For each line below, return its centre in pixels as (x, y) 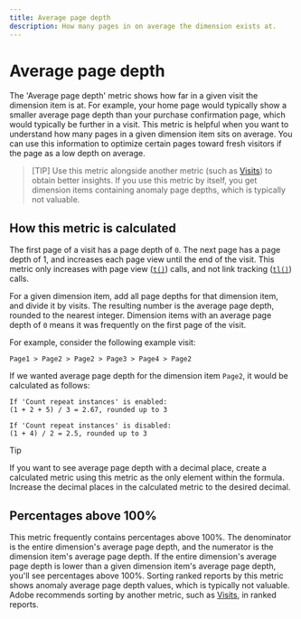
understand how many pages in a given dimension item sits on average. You (151, 134)
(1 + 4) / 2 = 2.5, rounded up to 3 (78, 434)
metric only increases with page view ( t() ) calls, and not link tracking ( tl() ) (150, 269)
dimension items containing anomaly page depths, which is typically (159, 190)
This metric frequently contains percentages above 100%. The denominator (150, 538)
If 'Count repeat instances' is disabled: (90, 426)
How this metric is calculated (93, 228)
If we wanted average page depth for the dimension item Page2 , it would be (149, 376)
